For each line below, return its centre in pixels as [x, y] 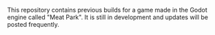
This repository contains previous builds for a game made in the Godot [107, 10]
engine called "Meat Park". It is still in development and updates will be [108, 17]
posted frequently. [33, 24]
